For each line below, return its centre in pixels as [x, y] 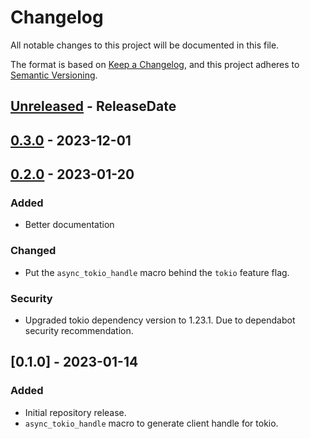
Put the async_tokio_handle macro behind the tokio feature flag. [157, 272]
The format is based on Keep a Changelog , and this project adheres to [155, 64]
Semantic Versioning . [54, 75]
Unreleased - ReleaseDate [93, 106]
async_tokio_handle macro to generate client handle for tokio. [151, 423]
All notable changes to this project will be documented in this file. [145, 45]
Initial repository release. [75, 412]
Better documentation [69, 225]
